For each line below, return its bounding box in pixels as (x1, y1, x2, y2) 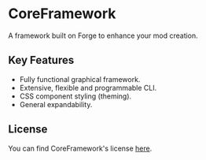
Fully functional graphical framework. (19, 74, 141, 84)
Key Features (8, 54, 75, 67)
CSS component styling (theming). (19, 91, 132, 101)
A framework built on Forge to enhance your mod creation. (8, 31, 198, 40)
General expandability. (19, 99, 93, 109)
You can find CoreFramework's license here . (8, 143, 153, 153)
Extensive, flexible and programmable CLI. (19, 83, 157, 92)
